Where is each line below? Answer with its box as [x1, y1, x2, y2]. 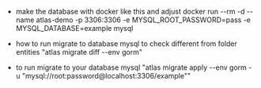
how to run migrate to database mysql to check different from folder [15, 39, 237, 48]
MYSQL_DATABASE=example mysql [15, 24, 134, 33]
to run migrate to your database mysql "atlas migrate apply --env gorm [15, 63, 248, 72]
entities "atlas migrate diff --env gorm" [15, 48, 143, 56]
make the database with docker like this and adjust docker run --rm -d [15, 7, 245, 16]
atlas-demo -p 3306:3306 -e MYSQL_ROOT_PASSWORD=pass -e [36, 15, 252, 25]
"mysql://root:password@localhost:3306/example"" [22, 71, 191, 80]
